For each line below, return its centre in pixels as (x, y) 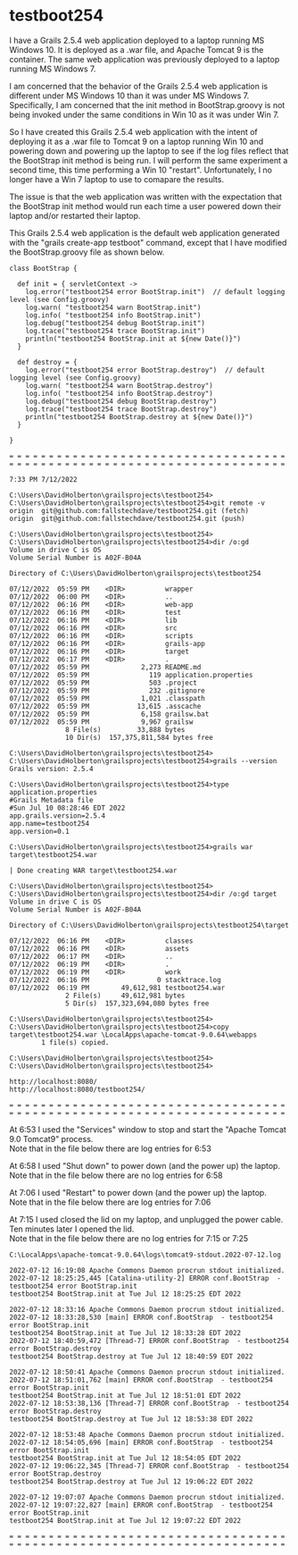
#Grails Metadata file (51, 800)
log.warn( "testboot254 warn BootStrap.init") (113, 307)
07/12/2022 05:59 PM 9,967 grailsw (101, 722)
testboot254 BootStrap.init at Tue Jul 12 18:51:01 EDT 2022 (125, 1395)
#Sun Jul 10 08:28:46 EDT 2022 (67, 808)
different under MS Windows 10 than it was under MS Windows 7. (129, 96)
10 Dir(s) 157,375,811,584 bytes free (140, 737)
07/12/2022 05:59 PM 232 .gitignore (107, 690)
